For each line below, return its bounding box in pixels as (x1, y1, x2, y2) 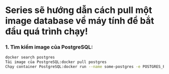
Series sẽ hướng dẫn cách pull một (5, 4, 152, 16)
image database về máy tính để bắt (5, 15, 154, 26)
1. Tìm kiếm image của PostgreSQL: (5, 43, 93, 50)
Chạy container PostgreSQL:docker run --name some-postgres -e (5, 64, 141, 69)
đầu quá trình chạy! (5, 26, 88, 37)
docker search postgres (5, 55, 55, 60)
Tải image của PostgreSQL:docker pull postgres (5, 59, 107, 64)
